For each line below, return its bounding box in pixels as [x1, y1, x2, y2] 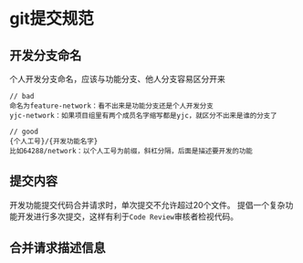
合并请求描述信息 [9, 240, 106, 256]
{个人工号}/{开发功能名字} [9, 137, 99, 146]
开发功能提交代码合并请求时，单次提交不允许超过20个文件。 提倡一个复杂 [9, 199, 286, 210]
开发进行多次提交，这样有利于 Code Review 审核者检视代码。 [16, 211, 239, 222]
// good [9, 127, 39, 136]
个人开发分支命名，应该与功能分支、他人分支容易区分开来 [9, 74, 225, 84]
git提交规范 [9, 8, 94, 29]
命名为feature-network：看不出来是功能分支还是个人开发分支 [9, 101, 214, 110]
